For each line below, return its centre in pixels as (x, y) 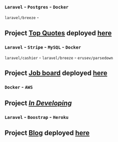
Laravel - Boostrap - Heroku (37, 117)
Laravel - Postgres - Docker (37, 7)
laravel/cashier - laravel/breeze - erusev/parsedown (59, 57)
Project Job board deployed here (56, 73)
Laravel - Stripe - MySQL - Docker (43, 47)
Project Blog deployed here (47, 133)
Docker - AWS (19, 87)
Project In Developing (38, 103)
